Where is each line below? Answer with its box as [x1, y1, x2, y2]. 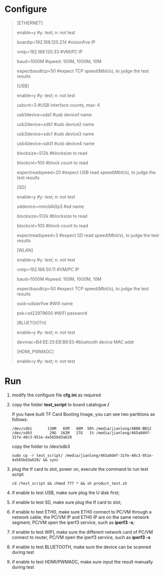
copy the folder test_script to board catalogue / [11, 401, 110, 407]
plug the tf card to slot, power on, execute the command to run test [11, 466, 149, 472]
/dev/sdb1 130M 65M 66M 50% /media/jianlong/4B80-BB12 [11, 426, 152, 431]
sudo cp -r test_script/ [11, 453, 63, 458]
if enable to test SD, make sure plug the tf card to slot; [11, 499, 122, 505]
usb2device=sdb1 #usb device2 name [16, 121, 94, 127]
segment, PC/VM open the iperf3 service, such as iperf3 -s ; [11, 519, 135, 525]
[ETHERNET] [16, 20, 43, 26]
